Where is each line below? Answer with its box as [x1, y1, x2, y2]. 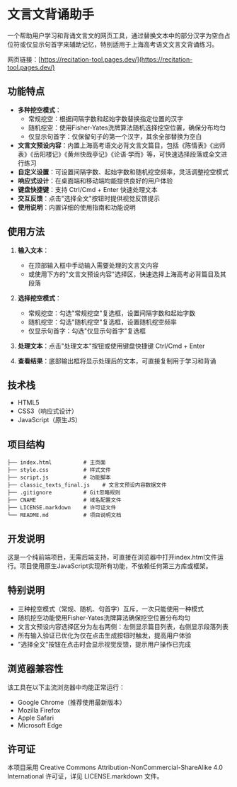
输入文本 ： [17, 246, 50, 254]
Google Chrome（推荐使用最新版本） [17, 698, 126, 706]
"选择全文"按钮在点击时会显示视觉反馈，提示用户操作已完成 [17, 640, 191, 648]
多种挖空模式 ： [17, 106, 62, 114]
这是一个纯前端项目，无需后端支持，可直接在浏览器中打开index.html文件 [7, 553, 218, 561]
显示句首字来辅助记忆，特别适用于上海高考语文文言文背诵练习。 [31, 40, 218, 48]
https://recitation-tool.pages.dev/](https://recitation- [40, 55, 193, 64]
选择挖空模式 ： [17, 293, 62, 302]
